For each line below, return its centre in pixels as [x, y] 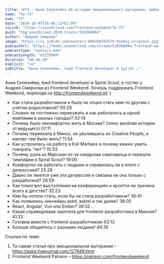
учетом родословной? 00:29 [42, 108]
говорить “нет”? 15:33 [35, 149]
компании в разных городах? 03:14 [49, 118]
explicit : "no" [20, 64]
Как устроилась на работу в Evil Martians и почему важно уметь [80, 144]
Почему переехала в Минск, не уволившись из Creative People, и [80, 133]
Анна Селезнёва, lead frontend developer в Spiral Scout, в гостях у [74, 83]
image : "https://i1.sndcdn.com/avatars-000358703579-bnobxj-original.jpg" [83, 42]
